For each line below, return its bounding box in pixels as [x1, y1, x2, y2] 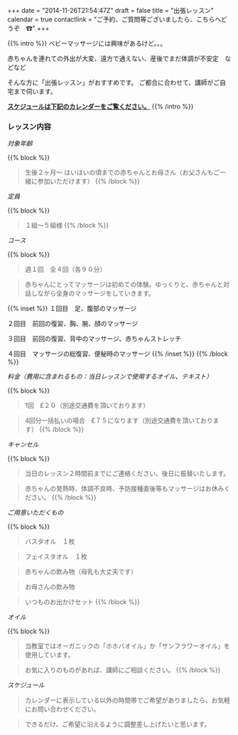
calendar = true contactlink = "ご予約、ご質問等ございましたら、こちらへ [7, 15, 222, 23]
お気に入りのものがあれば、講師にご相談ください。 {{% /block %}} [24, 666, 221, 675]
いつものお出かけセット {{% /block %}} [24, 598, 141, 606]
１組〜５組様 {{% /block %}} [24, 221, 109, 230]
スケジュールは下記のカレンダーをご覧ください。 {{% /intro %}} [7, 102, 194, 110]
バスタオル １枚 [24, 537, 75, 546]
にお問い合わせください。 [24, 705, 100, 714]
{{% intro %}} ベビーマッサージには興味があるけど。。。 [7, 39, 167, 48]
